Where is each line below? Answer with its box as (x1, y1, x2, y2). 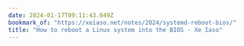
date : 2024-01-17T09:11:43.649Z (8, 11, 114, 19)
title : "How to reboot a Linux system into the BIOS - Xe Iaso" (8, 26, 223, 34)
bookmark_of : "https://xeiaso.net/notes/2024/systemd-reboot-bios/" (8, 19, 237, 27)
